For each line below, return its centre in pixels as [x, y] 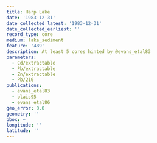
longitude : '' [24, 125]
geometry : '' [23, 114]
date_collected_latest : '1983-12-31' [54, 23]
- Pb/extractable [34, 68]
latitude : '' [23, 131]
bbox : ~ [16, 119]
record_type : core [30, 35]
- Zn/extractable [34, 74]
